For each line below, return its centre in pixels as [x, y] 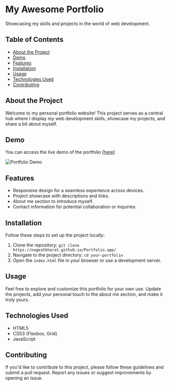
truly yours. [17, 300]
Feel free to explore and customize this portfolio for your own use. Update [83, 289]
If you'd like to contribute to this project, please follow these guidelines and [84, 367]
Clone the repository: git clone [46, 245]
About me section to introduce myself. [53, 201]
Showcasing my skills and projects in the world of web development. [78, 24]
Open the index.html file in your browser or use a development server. [87, 260]
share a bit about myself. [31, 124]
